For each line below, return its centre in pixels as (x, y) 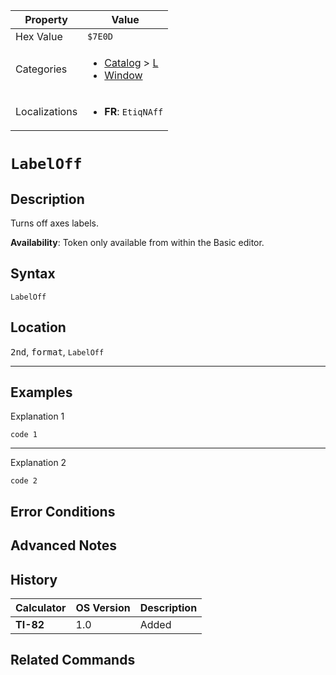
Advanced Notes (64, 545)
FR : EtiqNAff (134, 111)
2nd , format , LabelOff (57, 351)
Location (38, 327)
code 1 (24, 435)
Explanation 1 (37, 416)
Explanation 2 (38, 463)
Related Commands (73, 660)
